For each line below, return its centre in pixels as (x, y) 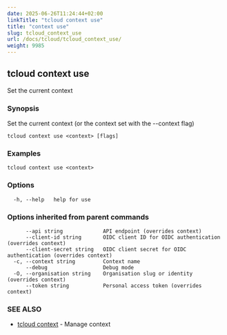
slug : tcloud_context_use (44, 33)
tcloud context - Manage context (64, 324)
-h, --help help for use (52, 199)
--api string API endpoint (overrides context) (113, 231)
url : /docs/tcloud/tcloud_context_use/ (65, 39)
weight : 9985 (26, 46)
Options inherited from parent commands (78, 217)
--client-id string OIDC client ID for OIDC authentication (123, 237)
